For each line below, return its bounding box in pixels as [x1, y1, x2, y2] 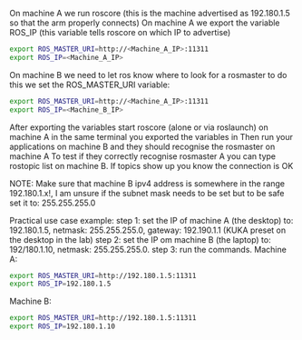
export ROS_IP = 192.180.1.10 [9, 322, 116, 331]
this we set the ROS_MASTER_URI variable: [9, 79, 170, 90]
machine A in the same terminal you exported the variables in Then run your [9, 131, 293, 142]
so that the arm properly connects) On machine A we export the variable [9, 17, 280, 28]
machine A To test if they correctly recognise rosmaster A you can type [9, 150, 277, 162]
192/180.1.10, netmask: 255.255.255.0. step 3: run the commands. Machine [9, 244, 287, 255]
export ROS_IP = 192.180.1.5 [9, 279, 112, 289]
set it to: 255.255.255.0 [9, 197, 96, 208]
